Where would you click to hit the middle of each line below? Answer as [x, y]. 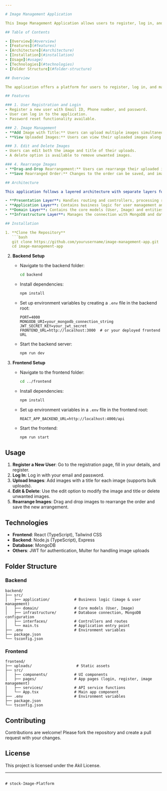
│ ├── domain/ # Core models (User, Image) [70, 608]
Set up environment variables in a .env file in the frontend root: [84, 410]
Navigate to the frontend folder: [52, 372]
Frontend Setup [29, 362]
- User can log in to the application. [46, 114]
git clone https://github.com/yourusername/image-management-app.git [85, 242]
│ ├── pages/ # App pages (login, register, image [79, 679]
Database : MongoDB [34, 545]
